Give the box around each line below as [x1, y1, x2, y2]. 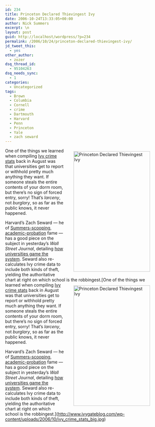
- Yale [9, 130, 23, 135]
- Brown [9, 93, 25, 98]
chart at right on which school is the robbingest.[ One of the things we [5, 277, 145, 283]
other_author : [5, 52, 34, 58]
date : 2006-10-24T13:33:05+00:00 [5, 16, 73, 21]
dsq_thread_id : [5, 62, 36, 67]
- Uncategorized [9, 84, 43, 90]
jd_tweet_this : [5, 44, 36, 48]
